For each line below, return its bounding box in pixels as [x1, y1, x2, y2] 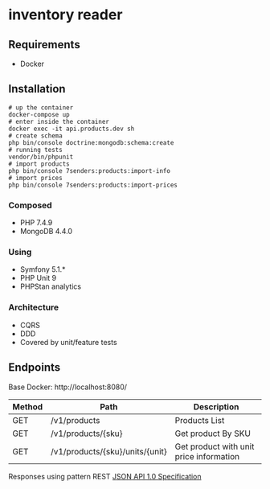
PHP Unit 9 [19, 273, 57, 283]
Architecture [8, 302, 59, 313]
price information [174, 450, 239, 462]
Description [193, 401, 239, 412]
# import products [8, 159, 70, 168]
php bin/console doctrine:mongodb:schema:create [8, 138, 174, 146]
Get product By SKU [174, 428, 252, 439]
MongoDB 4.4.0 [19, 227, 72, 236]
